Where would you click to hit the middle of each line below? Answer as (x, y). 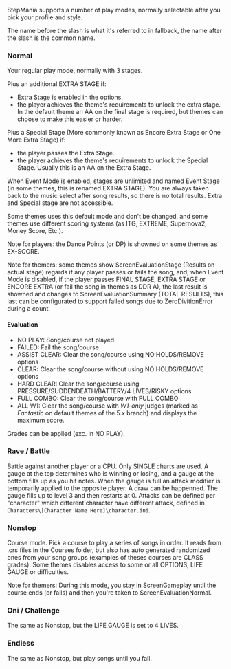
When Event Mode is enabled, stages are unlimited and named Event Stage (113, 181)
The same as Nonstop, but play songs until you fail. (80, 658)
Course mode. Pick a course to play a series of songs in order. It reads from (114, 543)
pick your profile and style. (45, 17)
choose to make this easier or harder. (70, 119)
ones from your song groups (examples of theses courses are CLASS (106, 558)
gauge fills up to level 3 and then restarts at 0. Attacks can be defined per (111, 495)
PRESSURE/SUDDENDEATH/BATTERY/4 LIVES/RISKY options (104, 391)
